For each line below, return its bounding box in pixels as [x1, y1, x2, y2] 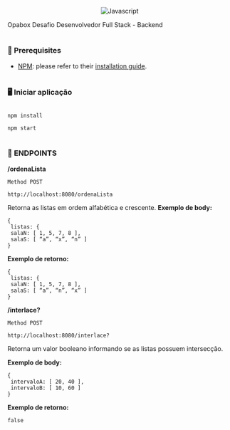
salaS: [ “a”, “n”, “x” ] [10, 287, 88, 294]
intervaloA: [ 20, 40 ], [10, 378, 84, 385]
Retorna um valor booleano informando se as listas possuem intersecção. [7, 344, 224, 352]
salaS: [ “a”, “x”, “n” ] [10, 236, 88, 243]
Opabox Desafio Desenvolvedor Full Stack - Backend [7, 21, 163, 28]
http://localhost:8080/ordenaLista [7, 191, 113, 198]
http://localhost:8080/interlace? [7, 332, 110, 339]
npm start [7, 125, 37, 132]
